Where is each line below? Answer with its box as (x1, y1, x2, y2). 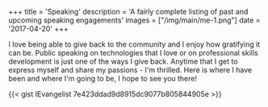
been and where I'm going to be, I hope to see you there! (8, 74, 198, 83)
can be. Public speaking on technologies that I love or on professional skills (8, 48, 258, 57)
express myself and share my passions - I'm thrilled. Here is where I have (8, 65, 253, 75)
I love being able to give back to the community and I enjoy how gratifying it (8, 39, 261, 49)
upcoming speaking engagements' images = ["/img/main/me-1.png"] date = (8, 15, 261, 25)
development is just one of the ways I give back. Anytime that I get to (8, 56, 238, 66)
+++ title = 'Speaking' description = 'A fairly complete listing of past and (8, 7, 249, 16)
